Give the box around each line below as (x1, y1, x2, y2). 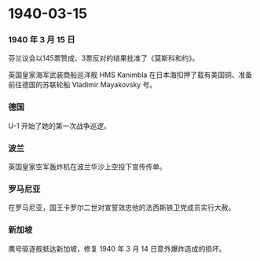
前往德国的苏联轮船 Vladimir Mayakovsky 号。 (8, 80, 157, 90)
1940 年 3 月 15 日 (8, 35, 76, 46)
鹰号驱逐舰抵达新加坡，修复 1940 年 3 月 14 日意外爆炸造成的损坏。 (8, 244, 226, 253)
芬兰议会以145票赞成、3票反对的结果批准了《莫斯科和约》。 (8, 53, 200, 63)
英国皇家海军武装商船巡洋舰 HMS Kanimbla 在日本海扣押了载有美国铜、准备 (8, 70, 253, 79)
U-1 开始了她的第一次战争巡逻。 (8, 121, 112, 130)
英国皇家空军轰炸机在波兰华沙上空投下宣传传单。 (8, 162, 167, 171)
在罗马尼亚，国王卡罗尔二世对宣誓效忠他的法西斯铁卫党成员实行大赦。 (8, 203, 236, 212)
